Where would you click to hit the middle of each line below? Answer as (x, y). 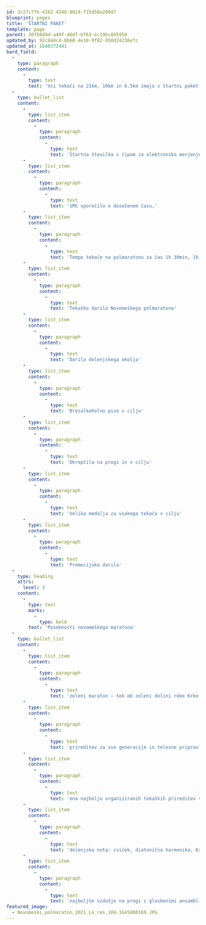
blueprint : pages (29, 18)
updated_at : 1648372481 (37, 47)
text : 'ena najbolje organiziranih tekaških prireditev (123, 798)
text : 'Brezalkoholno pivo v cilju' (97, 411)
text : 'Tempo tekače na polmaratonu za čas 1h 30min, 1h (124, 257)
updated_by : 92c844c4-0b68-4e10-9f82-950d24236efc (72, 40)
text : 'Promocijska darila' (86, 565)
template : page (26, 29)
